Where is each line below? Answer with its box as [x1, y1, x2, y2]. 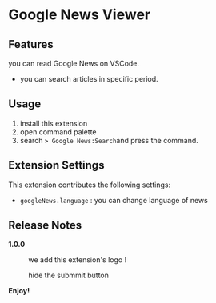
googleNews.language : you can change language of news [19, 195, 208, 205]
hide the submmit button [28, 270, 110, 281]
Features [8, 38, 54, 51]
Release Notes [8, 218, 82, 233]
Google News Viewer [8, 6, 150, 24]
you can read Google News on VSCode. [8, 58, 140, 68]
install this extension [19, 118, 88, 128]
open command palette [19, 126, 98, 137]
